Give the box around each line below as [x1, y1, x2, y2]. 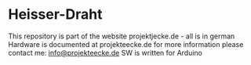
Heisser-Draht [8, 5, 103, 23]
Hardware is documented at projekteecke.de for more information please [8, 39, 244, 49]
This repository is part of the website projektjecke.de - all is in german [8, 31, 235, 41]
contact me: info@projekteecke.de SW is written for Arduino [8, 48, 202, 57]
